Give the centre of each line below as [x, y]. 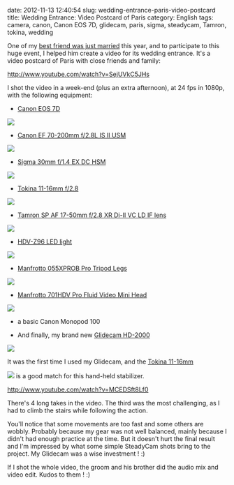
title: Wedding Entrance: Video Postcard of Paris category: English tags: [110, 17]
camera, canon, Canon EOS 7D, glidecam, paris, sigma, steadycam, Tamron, [117, 25]
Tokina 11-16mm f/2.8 [48, 188]
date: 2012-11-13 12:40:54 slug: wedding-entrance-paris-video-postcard [111, 10]
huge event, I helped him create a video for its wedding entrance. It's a [109, 53]
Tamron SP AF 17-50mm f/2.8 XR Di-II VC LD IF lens [92, 215]
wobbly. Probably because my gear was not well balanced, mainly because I [117, 431]
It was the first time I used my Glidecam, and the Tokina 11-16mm [101, 361]
